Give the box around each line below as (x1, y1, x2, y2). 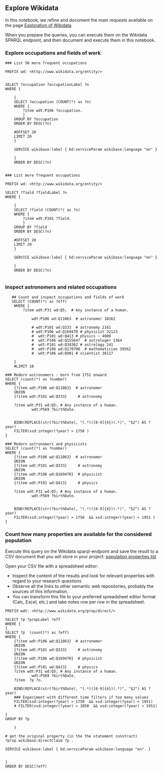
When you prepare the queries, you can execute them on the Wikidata (5, 32, 147, 38)
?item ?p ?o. (14, 677, 43, 683)
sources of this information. (12, 588, 68, 594)
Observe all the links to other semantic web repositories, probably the (12, 583, 154, 589)
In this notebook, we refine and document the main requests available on (5, 17, 153, 23)
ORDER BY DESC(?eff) (5, 764, 48, 769)
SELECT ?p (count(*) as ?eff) (5, 630, 69, 635)
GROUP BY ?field (14, 225, 48, 230)
